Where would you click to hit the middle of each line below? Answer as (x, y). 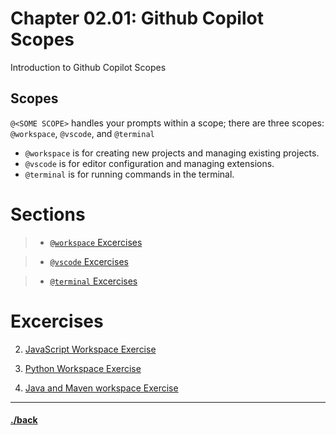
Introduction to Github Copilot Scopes (88, 67)
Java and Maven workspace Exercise (101, 388)
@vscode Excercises (89, 261)
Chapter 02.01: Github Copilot (137, 18)
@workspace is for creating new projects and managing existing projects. (172, 153)
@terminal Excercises (93, 281)
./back (24, 420)
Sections (48, 214)
